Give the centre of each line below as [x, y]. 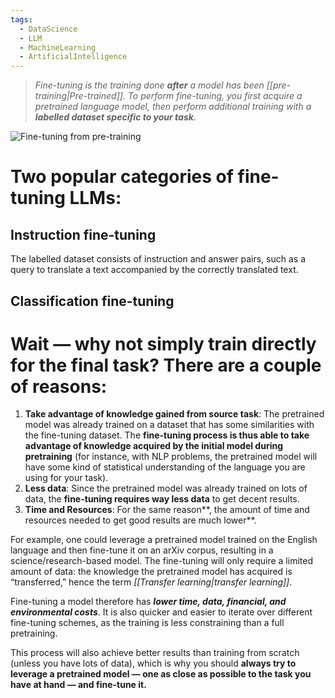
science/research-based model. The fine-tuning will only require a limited [161, 561]
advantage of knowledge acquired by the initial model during [154, 446]
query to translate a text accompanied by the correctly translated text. [154, 270]
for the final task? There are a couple [166, 365]
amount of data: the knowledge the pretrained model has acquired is [151, 572]
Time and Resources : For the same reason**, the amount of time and [167, 510]
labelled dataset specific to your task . [115, 117]
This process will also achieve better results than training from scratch [155, 653]
